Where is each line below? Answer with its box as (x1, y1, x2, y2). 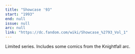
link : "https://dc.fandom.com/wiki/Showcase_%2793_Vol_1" (5, 30, 128, 35)
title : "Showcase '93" (5, 7, 52, 12)
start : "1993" (5, 12, 35, 17)
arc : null (5, 26, 26, 30)
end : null (5, 16, 26, 21)
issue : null (5, 21, 30, 26)
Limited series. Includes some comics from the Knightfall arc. (5, 44, 131, 49)
